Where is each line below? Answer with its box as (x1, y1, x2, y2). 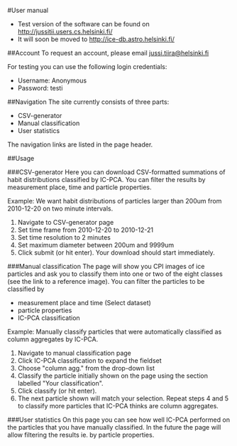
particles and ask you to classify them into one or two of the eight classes (7, 270, 224, 278)
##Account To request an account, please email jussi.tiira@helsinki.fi (7, 49, 209, 57)
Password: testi (17, 84, 63, 92)
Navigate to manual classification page (17, 349, 131, 357)
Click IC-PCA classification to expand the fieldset (17, 356, 162, 365)
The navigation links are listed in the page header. (7, 140, 153, 149)
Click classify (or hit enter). (17, 387, 97, 395)
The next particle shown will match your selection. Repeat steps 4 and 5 (17, 394, 229, 403)
